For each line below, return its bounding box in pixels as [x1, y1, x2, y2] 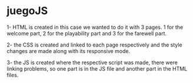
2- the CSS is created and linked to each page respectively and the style [6, 41, 182, 48]
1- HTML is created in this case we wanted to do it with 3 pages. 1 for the [6, 24, 184, 31]
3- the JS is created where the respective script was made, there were [6, 59, 178, 66]
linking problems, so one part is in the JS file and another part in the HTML [6, 65, 188, 72]
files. [6, 71, 19, 78]
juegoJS [6, 4, 48, 18]
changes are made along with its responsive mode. [6, 47, 131, 54]
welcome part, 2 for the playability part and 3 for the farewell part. [6, 29, 167, 36]
